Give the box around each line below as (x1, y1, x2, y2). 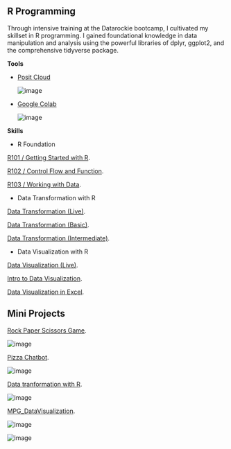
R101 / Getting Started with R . (7, 153, 90, 161)
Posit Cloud (17, 73, 51, 81)
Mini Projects (7, 308, 66, 319)
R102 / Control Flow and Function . (7, 166, 104, 175)
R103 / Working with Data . (7, 180, 82, 188)
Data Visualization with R (17, 247, 89, 256)
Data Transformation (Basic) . (7, 220, 89, 229)
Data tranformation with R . (7, 380, 83, 388)
